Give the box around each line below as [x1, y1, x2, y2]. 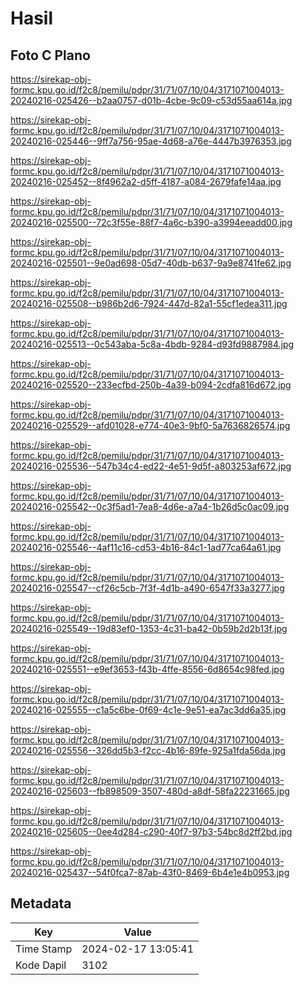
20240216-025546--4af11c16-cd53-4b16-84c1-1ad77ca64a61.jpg [10, 542, 282, 553]
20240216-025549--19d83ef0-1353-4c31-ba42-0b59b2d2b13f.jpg [10, 623, 288, 634]
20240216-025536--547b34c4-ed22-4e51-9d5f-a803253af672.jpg [10, 460, 292, 472]
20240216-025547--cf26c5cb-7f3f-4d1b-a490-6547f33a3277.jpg [10, 582, 285, 594]
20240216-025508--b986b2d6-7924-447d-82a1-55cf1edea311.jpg [10, 298, 288, 309]
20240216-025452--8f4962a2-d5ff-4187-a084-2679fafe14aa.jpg [10, 176, 282, 187]
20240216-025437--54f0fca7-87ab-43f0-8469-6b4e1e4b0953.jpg [10, 867, 290, 878]
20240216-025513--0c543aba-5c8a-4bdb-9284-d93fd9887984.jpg [10, 338, 295, 350]
